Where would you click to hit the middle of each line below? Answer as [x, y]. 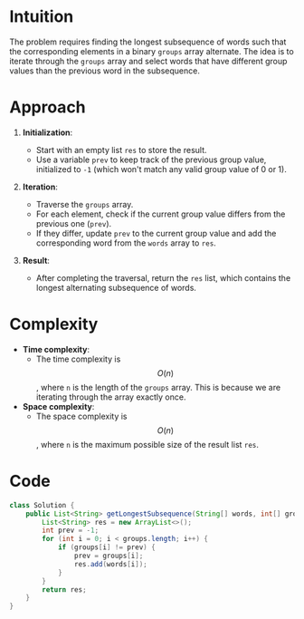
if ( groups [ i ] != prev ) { [106, 547]
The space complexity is [82, 416]
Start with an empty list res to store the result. [121, 150]
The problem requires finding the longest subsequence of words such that [148, 42]
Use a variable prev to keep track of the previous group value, [151, 160]
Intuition [42, 17]
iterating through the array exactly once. [111, 397]
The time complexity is [78, 359]
